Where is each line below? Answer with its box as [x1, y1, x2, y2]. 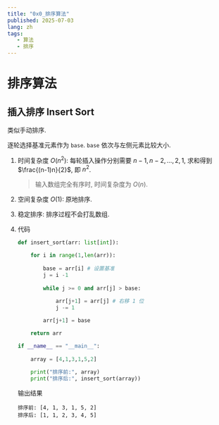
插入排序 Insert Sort [7, 106, 95, 118]
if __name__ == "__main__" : [17, 343, 101, 350]
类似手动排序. [7, 126, 47, 134]
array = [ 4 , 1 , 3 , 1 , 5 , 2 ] [30, 355, 97, 363]
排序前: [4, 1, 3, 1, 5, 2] [17, 405, 97, 412]
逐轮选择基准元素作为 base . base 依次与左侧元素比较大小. [7, 141, 171, 149]
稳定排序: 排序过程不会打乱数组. [17, 210, 110, 218]
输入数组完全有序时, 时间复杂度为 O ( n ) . [35, 180, 148, 189]
